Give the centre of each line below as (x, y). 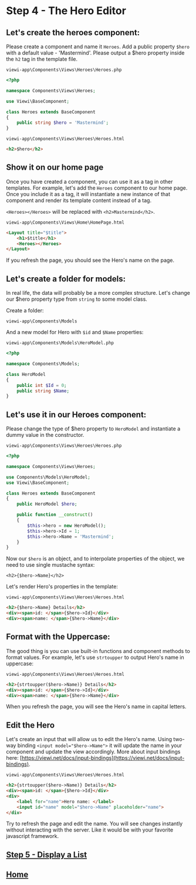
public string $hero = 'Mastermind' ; (63, 123)
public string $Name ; (43, 391)
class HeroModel (26, 374)
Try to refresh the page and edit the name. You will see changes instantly (94, 824)
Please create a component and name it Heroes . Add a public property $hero (98, 46)
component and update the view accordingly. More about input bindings (93, 752)
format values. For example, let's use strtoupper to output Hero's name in (95, 657)
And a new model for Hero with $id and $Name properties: (75, 332)
